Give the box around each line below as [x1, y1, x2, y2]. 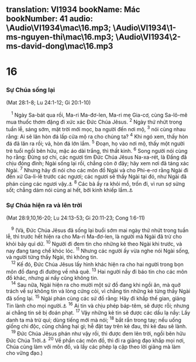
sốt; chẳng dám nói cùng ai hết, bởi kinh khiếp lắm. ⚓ [6, 187, 133, 194]
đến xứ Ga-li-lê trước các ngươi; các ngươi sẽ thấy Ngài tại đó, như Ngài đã [6, 173, 187, 180]
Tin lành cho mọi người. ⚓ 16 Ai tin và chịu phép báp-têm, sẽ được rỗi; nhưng [6, 301, 190, 309]
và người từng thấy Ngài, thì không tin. [6, 254, 98, 261]
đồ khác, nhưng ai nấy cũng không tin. [6, 274, 99, 281]
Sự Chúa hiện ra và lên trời [6, 202, 82, 210]
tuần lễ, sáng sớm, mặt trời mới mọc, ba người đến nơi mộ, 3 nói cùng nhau [6, 125, 186, 132]
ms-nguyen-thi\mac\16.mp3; [6, 32, 114, 42]
